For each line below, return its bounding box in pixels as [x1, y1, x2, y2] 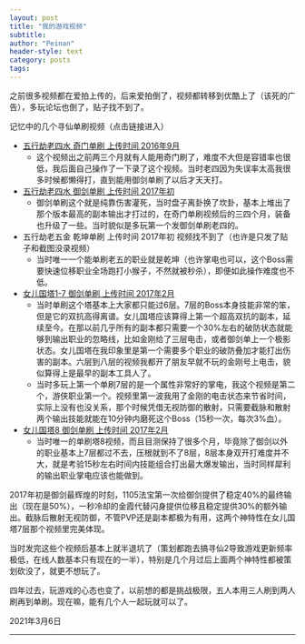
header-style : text [9, 47, 84, 56]
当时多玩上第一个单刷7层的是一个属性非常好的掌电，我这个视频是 [35, 378, 280, 389]
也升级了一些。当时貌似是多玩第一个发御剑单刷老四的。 [35, 219, 243, 230]
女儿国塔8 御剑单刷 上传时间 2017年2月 [22, 424, 169, 435]
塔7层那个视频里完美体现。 [9, 523, 110, 534]
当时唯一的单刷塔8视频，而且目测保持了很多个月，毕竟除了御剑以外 [35, 436, 289, 447]
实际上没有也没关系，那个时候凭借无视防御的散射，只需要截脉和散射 [35, 401, 291, 412]
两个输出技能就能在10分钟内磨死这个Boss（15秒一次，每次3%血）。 [35, 413, 287, 424]
